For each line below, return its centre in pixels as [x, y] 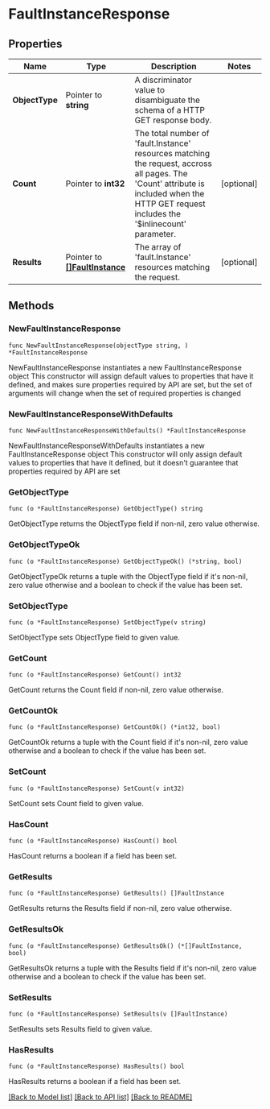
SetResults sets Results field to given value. [80, 1028]
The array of [158, 247]
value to [149, 90]
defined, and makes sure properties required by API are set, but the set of [131, 384]
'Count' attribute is [170, 184]
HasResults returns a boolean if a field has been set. [95, 1082]
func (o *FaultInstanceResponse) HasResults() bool [96, 1067]
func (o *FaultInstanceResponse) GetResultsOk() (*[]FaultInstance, [125, 946]
